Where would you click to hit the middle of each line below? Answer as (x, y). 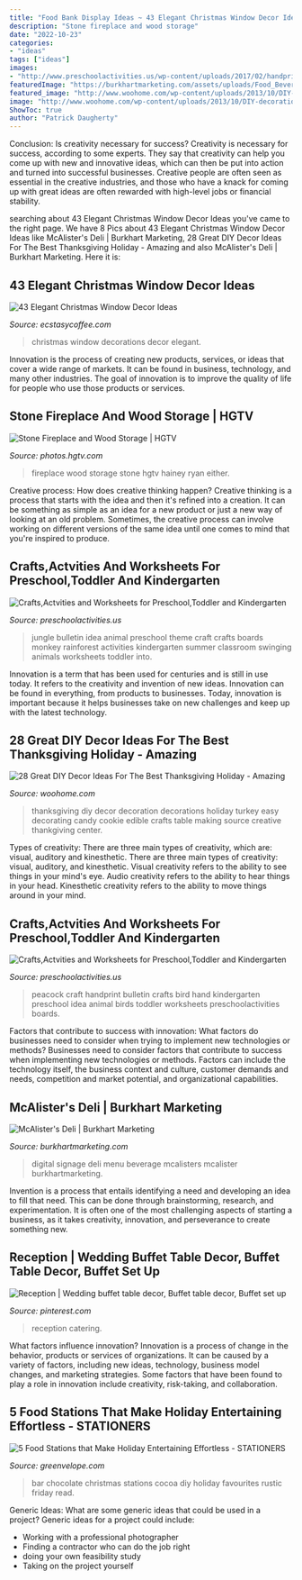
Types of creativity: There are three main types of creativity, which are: (141, 848)
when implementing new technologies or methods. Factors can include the (147, 1060)
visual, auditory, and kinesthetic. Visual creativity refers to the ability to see (148, 867)
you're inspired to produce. (60, 538)
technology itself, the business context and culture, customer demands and (149, 1069)
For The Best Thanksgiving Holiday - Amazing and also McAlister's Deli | (143, 248)
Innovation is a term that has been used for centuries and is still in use (139, 674)
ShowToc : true (36, 110)
